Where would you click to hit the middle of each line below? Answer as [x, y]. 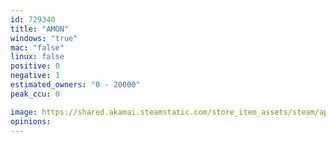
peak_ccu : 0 [35, 94]
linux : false [37, 57]
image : [24, 112]
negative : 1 [35, 76]
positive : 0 [35, 66]
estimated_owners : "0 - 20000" [75, 85]
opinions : [31, 121]
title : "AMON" [40, 29]
